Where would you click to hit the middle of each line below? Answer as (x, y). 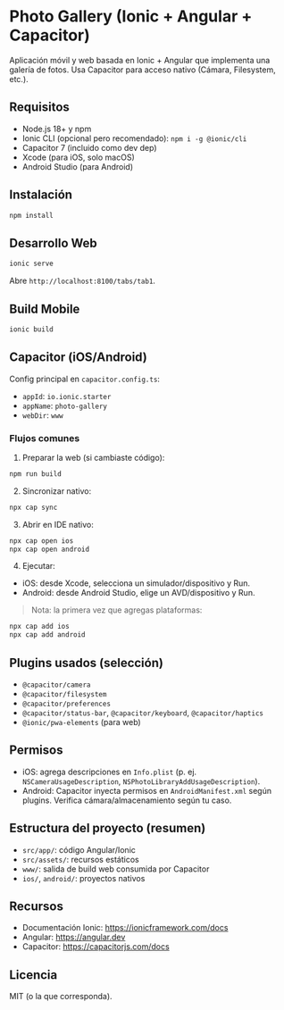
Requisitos (39, 108)
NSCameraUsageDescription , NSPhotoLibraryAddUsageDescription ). (141, 781)
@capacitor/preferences (67, 704)
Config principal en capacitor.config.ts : (85, 379)
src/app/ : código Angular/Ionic (79, 849)
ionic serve (31, 264)
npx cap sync (33, 507)
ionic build (31, 329)
